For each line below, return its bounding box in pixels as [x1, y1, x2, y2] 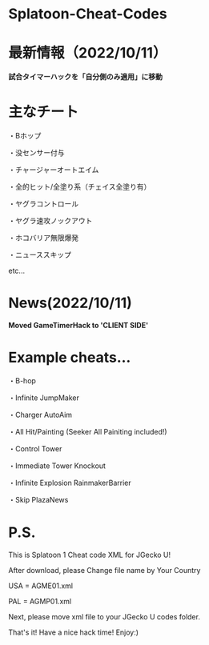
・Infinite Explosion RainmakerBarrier [8, 478, 131, 487]
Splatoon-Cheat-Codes [8, 5, 167, 23]
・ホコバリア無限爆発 [8, 233, 78, 242]
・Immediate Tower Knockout [8, 461, 107, 471]
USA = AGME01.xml [8, 581, 74, 591]
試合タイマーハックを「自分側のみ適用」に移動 [8, 72, 163, 82]
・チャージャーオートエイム [8, 165, 99, 174]
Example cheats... [8, 349, 131, 367]
